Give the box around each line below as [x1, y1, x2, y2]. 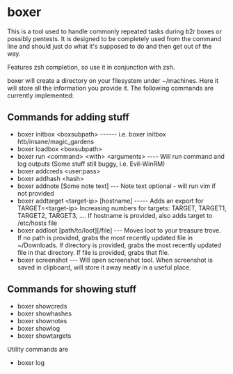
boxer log [17, 358, 45, 366]
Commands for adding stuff [7, 111, 130, 123]
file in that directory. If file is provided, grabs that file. [17, 248, 170, 256]
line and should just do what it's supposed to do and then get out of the [7, 42, 212, 50]
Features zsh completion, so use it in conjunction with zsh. [7, 63, 175, 71]
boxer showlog [17, 324, 61, 332]
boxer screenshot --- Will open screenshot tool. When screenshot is [17, 256, 214, 264]
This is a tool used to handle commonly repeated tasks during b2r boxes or [7, 27, 223, 36]
